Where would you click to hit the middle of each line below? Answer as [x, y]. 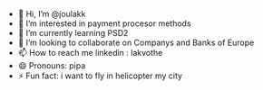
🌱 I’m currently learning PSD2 [73, 33]
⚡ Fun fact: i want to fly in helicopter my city [100, 76]
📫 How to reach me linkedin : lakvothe [90, 53]
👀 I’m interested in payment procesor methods [105, 23]
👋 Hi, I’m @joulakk [52, 14]
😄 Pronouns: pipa [52, 66]
